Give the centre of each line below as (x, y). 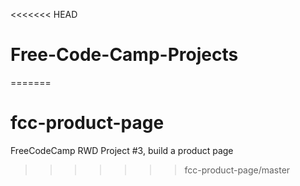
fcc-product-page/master (237, 170)
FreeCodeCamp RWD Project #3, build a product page (122, 150)
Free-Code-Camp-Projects (124, 55)
